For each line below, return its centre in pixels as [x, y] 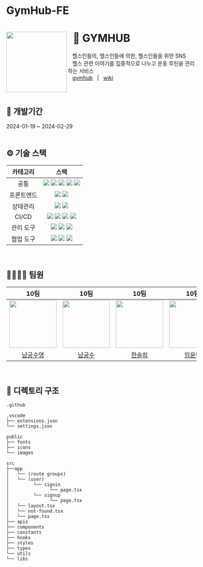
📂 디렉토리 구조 [33, 391]
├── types [19, 549]
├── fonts [19, 442]
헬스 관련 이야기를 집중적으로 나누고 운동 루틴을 [128, 64]
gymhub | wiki [93, 78]
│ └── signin [34, 485]
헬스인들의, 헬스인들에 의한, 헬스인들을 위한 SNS [129, 56]
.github [16, 405]
